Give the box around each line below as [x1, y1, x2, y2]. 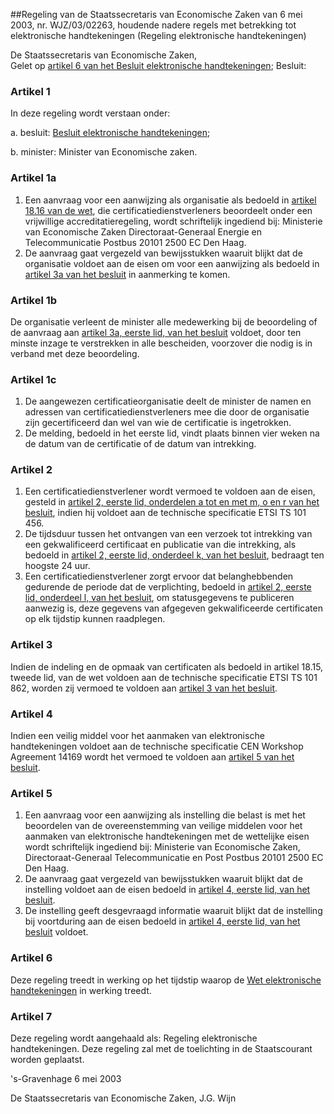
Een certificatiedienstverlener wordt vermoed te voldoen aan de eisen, [24, 485, 316, 498]
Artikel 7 [10, 1009, 53, 1023]
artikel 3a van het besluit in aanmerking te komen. [24, 268, 231, 280]
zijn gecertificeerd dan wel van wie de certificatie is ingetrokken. [24, 417, 292, 429]
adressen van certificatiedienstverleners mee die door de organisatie [24, 406, 310, 418]
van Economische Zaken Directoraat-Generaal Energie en [24, 225, 262, 238]
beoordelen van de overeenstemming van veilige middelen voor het [24, 820, 303, 832]
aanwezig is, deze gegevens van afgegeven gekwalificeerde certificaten [24, 602, 323, 614]
